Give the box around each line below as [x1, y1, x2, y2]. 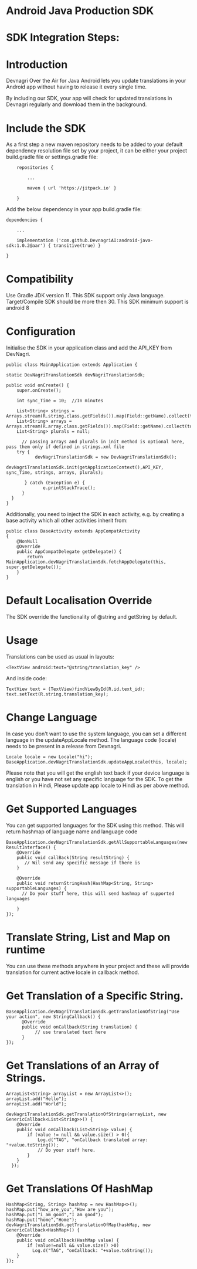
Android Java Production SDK [6, 4, 154, 18]
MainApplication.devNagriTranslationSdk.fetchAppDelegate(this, [6, 559, 167, 565]
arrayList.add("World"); [6, 1101, 67, 1107]
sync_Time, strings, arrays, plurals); [6, 470, 104, 476]
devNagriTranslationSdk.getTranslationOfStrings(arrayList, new [6, 1111, 167, 1117]
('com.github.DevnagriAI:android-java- [56, 237, 154, 244]
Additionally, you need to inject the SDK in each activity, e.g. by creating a [6, 511, 185, 518]
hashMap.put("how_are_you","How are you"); [6, 1206, 114, 1212]
